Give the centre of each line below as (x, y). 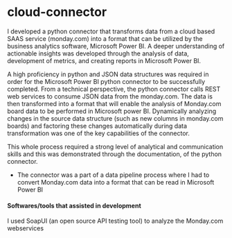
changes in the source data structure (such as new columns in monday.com (115, 118)
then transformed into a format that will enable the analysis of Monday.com (114, 103)
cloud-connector (57, 12)
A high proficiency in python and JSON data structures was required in (108, 74)
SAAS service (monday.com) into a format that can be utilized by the (105, 38)
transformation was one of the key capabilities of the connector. (99, 133)
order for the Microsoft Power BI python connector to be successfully (106, 81)
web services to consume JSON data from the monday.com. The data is (110, 96)
